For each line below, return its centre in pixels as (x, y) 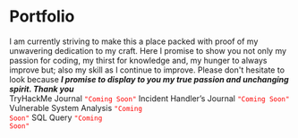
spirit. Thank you (42, 89)
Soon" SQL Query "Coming (56, 117)
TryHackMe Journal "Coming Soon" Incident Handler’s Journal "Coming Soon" (149, 98)
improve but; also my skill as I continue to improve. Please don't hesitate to (147, 70)
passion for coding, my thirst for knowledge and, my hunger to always (138, 60)
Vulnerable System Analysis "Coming (76, 108)
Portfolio (42, 17)
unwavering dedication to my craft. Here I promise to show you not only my (148, 50)
